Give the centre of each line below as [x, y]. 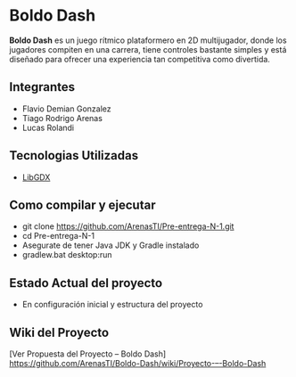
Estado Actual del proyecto [86, 283]
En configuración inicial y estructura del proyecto [112, 305]
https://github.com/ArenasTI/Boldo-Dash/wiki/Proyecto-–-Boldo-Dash [138, 363]
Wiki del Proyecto [59, 332]
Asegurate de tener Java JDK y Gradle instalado [111, 245]
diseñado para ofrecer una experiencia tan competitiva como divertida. [140, 59]
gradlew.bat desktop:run [67, 255]
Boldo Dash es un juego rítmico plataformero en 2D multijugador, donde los [148, 40]
